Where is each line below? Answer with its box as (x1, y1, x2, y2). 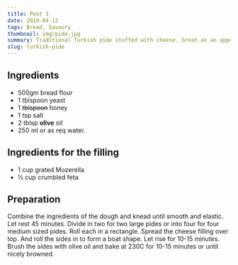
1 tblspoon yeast (17, 96, 66, 104)
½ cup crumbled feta (17, 173, 79, 181)
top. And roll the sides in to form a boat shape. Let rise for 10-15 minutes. (7, 235, 220, 243)
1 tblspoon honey (17, 103, 68, 112)
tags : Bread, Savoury (7, 23, 72, 30)
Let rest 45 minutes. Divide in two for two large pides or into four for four (7, 220, 220, 228)
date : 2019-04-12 (7, 17, 59, 24)
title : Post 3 (7, 10, 50, 18)
